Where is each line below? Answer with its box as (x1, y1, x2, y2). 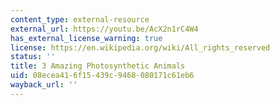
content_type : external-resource (10, 14, 150, 25)
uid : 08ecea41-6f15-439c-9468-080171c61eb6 (10, 71, 195, 81)
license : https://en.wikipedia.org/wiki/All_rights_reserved (10, 42, 271, 53)
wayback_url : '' (10, 80, 78, 90)
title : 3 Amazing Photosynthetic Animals (10, 61, 186, 71)
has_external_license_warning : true (10, 33, 163, 43)
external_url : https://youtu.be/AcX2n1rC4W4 (10, 24, 199, 34)
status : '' (10, 52, 56, 62)
